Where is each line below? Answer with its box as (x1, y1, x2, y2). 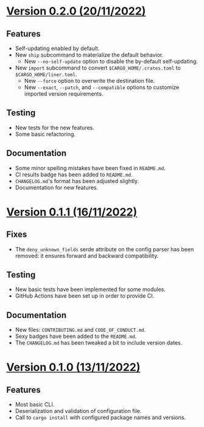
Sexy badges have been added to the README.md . (15, 332, 137, 340)
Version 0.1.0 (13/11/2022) (6, 361, 141, 375)
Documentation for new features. (15, 184, 99, 191)
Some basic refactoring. (15, 130, 76, 138)
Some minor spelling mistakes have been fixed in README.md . (15, 164, 166, 171)
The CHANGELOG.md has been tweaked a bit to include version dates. (15, 339, 183, 346)
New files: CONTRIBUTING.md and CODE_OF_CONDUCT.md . (15, 326, 146, 334)
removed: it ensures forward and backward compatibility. (15, 252, 159, 259)
